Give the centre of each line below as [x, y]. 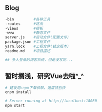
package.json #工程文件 [28, 42]
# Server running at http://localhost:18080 [51, 101]
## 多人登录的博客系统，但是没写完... [39, 60]
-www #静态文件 [28, 33]
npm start [15, 106]
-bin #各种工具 [28, 19]
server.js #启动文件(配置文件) [37, 37]
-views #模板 [24, 28]
